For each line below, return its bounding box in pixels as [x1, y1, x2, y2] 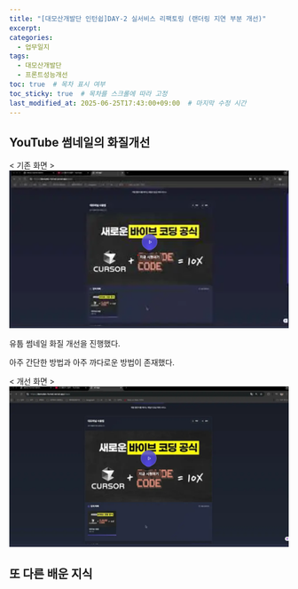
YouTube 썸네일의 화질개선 [9, 134, 151, 150]
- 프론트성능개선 [17, 71, 68, 80]
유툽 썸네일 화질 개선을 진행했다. [9, 338, 122, 349]
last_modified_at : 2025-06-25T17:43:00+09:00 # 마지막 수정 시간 [9, 99, 247, 107]
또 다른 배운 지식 [9, 567, 93, 582]
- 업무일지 [17, 43, 51, 52]
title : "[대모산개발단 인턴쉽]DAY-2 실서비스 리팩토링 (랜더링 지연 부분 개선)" [9, 14, 267, 23]
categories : [9, 33, 53, 42]
